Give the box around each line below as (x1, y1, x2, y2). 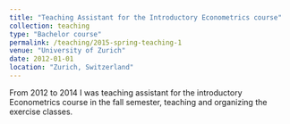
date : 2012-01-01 (9, 54, 74, 63)
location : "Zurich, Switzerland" (9, 63, 134, 72)
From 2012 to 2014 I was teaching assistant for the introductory (9, 87, 243, 98)
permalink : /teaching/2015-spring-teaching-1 (9, 37, 182, 47)
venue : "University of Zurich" (9, 46, 126, 55)
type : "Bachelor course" (9, 29, 102, 38)
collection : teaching (9, 21, 90, 30)
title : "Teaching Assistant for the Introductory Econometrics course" (9, 12, 282, 22)
